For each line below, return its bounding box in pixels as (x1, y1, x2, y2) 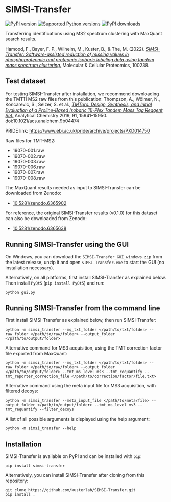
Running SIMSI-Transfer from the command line (5, 303, 160, 312)
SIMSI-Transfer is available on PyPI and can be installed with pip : (5, 453, 142, 460)
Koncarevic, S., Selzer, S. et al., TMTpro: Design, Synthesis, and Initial (5, 101, 152, 107)
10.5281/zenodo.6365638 (12, 225, 67, 231)
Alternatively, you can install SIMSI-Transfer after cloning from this (5, 472, 145, 478)
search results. (5, 36, 37, 42)
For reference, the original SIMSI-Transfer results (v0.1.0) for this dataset (5, 210, 158, 216)
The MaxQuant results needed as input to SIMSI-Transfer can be (5, 184, 141, 190)
